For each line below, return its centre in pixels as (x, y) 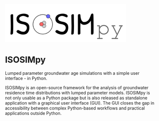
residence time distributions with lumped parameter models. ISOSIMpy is (78, 93)
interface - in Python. (26, 78)
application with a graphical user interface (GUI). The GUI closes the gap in (80, 103)
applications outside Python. (33, 113)
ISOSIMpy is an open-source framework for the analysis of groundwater (77, 87)
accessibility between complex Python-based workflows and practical (75, 108)
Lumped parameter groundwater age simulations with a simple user (72, 73)
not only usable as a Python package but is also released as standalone (76, 98)
